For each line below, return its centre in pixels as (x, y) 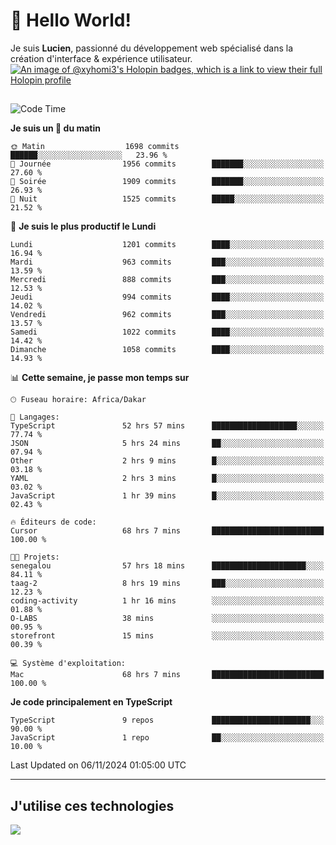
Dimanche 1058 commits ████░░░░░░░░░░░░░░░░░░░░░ (167, 350)
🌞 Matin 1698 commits (95, 147)
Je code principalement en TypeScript (91, 702)
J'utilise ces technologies (92, 805)
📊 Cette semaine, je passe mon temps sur (100, 378)
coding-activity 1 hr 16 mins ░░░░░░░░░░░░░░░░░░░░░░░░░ (167, 601)
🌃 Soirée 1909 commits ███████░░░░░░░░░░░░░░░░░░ (167, 182)
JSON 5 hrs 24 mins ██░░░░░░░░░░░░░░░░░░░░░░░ (167, 444)
